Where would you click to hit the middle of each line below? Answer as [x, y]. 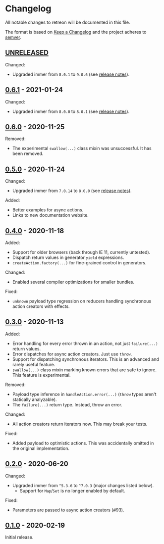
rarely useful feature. [34, 364]
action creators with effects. [41, 306]
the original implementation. [41, 448]
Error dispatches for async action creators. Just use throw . [72, 354]
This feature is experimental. [41, 375]
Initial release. [19, 537]
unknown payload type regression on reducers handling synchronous [82, 301]
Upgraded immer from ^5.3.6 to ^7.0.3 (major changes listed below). [83, 485]
